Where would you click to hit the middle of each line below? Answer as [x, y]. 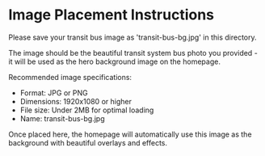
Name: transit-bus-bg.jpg [62, 118]
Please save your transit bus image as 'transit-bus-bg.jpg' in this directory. [132, 37]
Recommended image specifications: [70, 77]
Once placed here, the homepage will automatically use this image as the [130, 134]
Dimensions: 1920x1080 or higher [76, 101]
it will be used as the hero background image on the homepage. [114, 61]
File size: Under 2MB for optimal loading [87, 110]
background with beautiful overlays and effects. [88, 142]
